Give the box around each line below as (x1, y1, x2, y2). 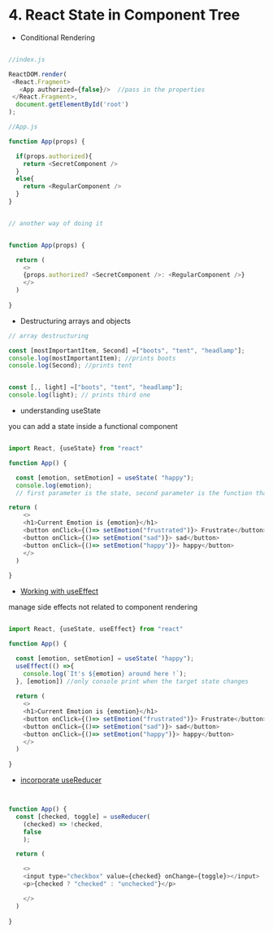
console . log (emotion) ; (15, 481, 93, 489)
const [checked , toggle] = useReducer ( (15, 813, 151, 821)
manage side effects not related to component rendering (8, 602, 198, 612)
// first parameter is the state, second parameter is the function (15, 488, 253, 497)
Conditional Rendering (19, 33, 96, 42)
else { (15, 175, 35, 183)
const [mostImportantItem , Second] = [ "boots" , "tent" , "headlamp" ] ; (8, 346, 245, 355)
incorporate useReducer (19, 775, 102, 785)
